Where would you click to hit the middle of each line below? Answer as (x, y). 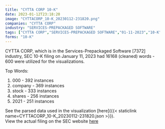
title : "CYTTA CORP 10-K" (31, 10)
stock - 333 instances (34, 91)
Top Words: (17, 71)
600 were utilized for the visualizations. (45, 61)
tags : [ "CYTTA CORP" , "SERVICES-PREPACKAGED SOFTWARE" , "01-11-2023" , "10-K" (83, 32)
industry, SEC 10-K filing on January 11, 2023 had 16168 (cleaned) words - (80, 56)
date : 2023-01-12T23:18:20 (33, 14)
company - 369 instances (38, 85)
